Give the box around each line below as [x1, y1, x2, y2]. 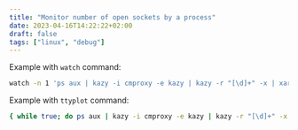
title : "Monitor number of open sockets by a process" [9, 12, 216, 22]
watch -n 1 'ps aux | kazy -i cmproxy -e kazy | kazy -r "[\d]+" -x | [9, 79, 276, 88]
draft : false [9, 29, 58, 38]
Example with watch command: [9, 62, 122, 73]
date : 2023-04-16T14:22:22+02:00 [9, 21, 133, 30]
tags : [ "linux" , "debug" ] [9, 37, 105, 47]
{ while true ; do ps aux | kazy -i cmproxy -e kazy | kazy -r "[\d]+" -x [9, 112, 288, 121]
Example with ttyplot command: [9, 95, 129, 106]
